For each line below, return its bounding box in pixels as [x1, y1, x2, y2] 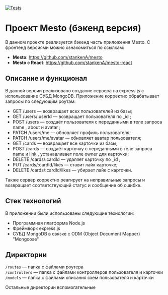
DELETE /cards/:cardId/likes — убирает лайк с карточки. [12, 167, 132, 173]
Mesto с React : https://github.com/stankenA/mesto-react [12, 60, 132, 66]
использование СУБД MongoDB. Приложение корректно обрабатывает [5, 93, 159, 99]
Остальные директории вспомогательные [5, 284, 96, 290]
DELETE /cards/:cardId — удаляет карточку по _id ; [12, 156, 121, 162]
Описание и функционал [5, 74, 88, 83]
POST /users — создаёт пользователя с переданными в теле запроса [12, 119, 162, 125]
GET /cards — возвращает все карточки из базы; [12, 140, 118, 146]
